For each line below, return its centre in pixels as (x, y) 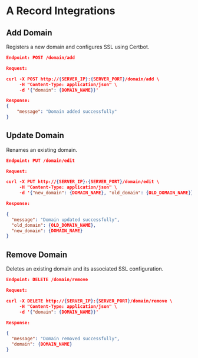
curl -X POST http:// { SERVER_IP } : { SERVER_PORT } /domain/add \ (83, 79)
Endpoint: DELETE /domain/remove (47, 280)
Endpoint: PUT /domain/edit (41, 161)
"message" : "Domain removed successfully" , (65, 339)
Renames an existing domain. (42, 149)
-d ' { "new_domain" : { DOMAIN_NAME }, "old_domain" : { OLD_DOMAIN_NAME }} (106, 193)
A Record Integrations (61, 11)
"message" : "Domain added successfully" (67, 112)
